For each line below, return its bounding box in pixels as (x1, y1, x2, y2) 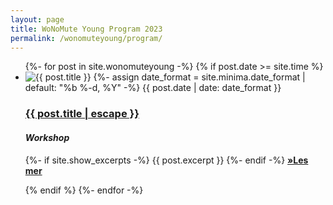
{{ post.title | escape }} (24, 107, 140, 121)
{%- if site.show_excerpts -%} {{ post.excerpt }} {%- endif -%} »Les (24, 154, 309, 166)
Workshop (24, 131, 70, 143)
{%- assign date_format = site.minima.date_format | (93, 71, 306, 83)
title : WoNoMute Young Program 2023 (10, 24, 163, 34)
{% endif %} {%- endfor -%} (24, 184, 144, 196)
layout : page (10, 14, 65, 25)
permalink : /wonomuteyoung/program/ (10, 33, 163, 43)
